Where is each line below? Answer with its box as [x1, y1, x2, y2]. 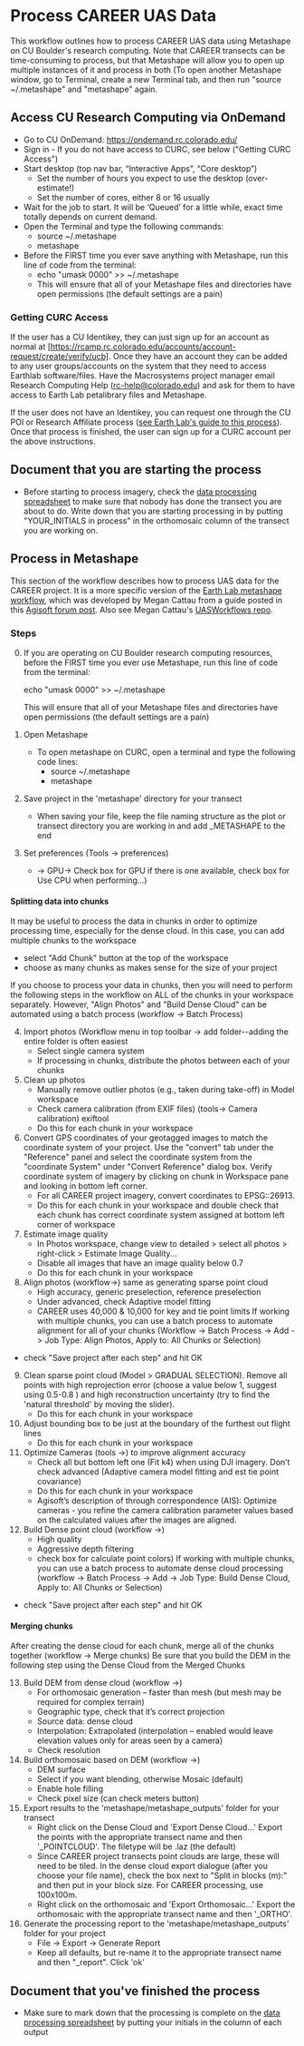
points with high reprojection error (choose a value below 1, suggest [23, 1380, 277, 1391]
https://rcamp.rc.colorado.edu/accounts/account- [50, 341, 236, 352]
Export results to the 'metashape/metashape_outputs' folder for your [23, 1803, 280, 1814]
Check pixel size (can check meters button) [36, 1793, 200, 1804]
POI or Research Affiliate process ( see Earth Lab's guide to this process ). [10, 416, 283, 427]
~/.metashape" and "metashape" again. [10, 83, 157, 94]
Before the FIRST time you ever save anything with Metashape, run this [23, 250, 289, 260]
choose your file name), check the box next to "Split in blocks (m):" [36, 1870, 288, 1881]
